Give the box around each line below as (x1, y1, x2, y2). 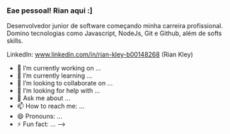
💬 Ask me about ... (16, 94, 71, 102)
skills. (6, 37, 23, 45)
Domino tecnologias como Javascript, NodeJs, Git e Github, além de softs (6, 29, 222, 37)
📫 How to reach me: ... (16, 102, 85, 111)
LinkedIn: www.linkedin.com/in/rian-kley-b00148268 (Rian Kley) (6, 50, 194, 59)
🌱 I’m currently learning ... (16, 71, 93, 80)
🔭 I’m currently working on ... (16, 64, 101, 73)
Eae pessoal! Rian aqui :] (6, 6, 93, 16)
